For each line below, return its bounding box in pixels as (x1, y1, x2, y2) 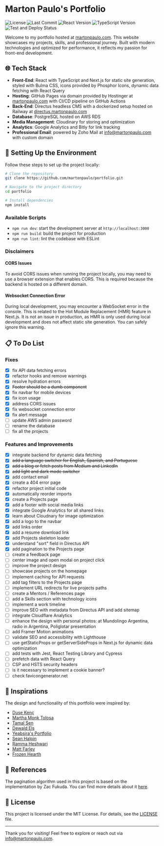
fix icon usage (12, 395, 41, 401)
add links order (12, 523, 43, 530)
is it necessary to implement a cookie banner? (12, 667, 105, 673)
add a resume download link (12, 529, 69, 535)
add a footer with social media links (12, 501, 84, 508)
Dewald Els (12, 725, 35, 731)
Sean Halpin (12, 736, 37, 742)
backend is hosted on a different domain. (5, 281, 88, 287)
